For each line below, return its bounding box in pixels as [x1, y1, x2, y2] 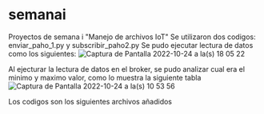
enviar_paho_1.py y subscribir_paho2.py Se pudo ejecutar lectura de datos [8, 40, 254, 49]
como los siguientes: [8, 49, 77, 58]
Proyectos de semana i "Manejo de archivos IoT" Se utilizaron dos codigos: [8, 32, 256, 41]
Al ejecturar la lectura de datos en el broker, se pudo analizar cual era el [8, 64, 246, 73]
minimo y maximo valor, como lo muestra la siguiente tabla [8, 73, 202, 82]
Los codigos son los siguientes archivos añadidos [8, 96, 173, 106]
